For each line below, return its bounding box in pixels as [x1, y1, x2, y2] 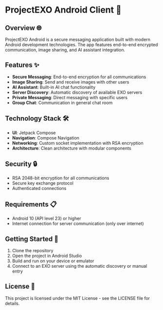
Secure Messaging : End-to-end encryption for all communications [12, 74, 146, 80]
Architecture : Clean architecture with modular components [12, 145, 131, 151]
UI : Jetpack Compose [12, 130, 56, 136]
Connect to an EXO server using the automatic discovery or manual [12, 263, 147, 269]
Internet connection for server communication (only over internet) [12, 221, 145, 226]
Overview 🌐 [5, 24, 42, 32]
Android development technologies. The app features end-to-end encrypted [5, 42, 158, 48]
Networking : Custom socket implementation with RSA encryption [12, 140, 144, 146]
